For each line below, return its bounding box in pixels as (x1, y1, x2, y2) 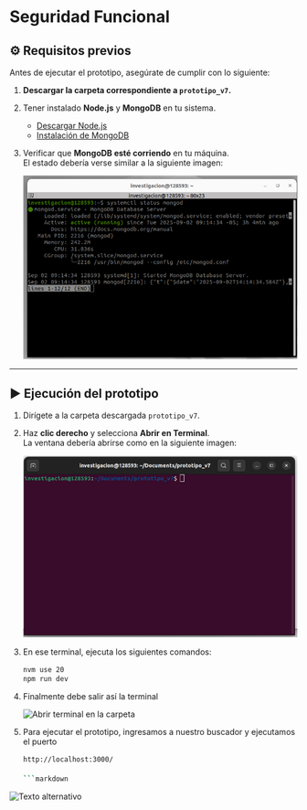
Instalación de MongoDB (36, 130, 130, 141)
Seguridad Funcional (9, 6, 171, 27)
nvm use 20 (22, 665, 65, 674)
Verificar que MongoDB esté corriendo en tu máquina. (22, 148, 230, 158)
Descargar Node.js (36, 121, 108, 131)
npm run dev (22, 675, 69, 684)
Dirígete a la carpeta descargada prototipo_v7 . (22, 410, 200, 421)
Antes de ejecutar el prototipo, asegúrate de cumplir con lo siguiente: (9, 67, 270, 78)
